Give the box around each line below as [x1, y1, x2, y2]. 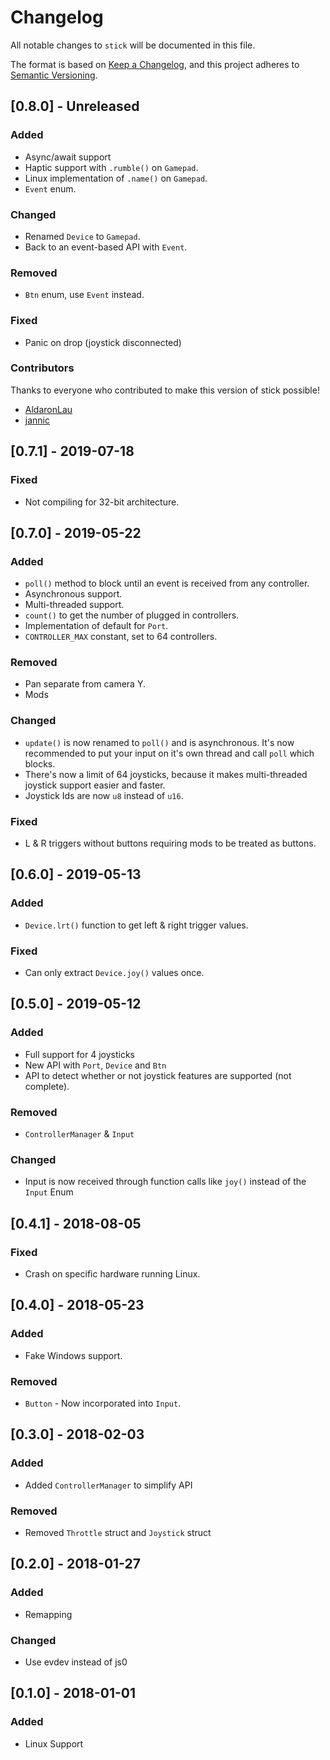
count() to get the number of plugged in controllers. [24, 609, 240, 621]
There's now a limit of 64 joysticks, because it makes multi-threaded [24, 768, 308, 780]
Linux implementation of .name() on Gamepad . [24, 172, 208, 184]
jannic [24, 414, 50, 426]
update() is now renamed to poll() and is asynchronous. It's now [24, 736, 295, 748]
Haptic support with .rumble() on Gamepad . [24, 161, 199, 173]
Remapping [24, 1608, 73, 1620]
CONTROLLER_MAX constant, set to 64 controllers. [24, 631, 218, 643]
